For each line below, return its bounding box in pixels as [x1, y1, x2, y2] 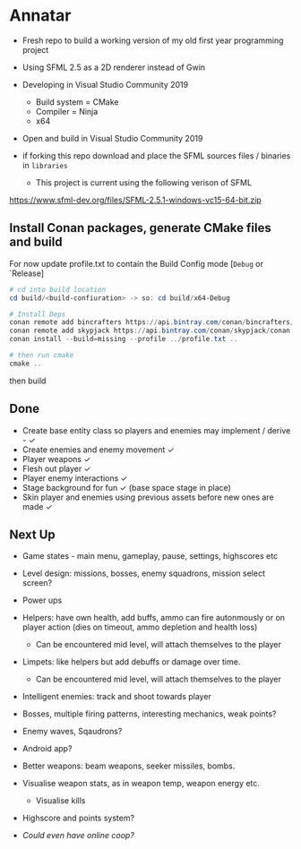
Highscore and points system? [21, 812, 135, 824]
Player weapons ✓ [21, 453, 91, 464]
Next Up [9, 527, 56, 542]
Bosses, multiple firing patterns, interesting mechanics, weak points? [21, 708, 277, 719]
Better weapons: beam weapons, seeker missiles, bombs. [21, 760, 236, 771]
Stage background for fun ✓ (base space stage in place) [21, 482, 231, 493]
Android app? [21, 743, 73, 754]
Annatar [9, 5, 72, 26]
